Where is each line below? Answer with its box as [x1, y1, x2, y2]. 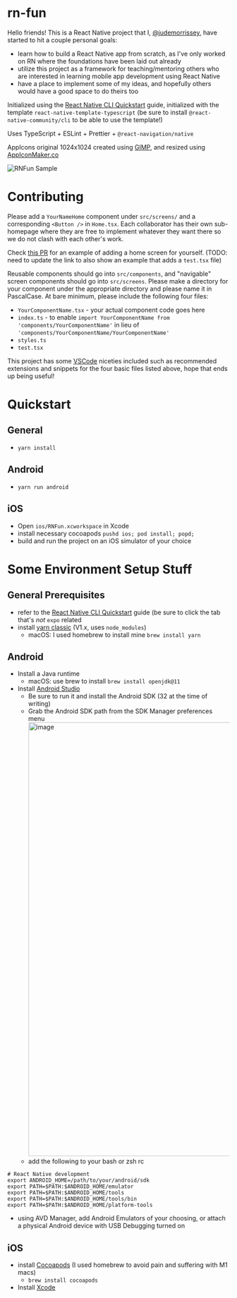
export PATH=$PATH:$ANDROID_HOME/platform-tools [7, 1201, 153, 1209]
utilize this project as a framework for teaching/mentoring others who [17, 64, 220, 73]
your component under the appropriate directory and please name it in [7, 284, 212, 293]
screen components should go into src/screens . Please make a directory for [7, 277, 229, 285]
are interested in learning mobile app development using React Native [17, 72, 221, 80]
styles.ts [17, 336, 47, 344]
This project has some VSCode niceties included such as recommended [7, 356, 217, 365]
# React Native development [7, 1171, 90, 1178]
